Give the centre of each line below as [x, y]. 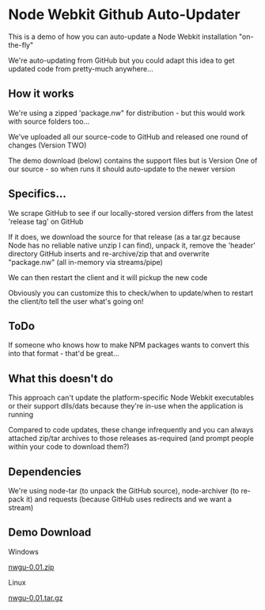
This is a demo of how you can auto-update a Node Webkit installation [123, 36]
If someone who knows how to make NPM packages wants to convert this [129, 345]
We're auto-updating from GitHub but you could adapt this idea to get [121, 60]
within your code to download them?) [69, 447]
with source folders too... [49, 121]
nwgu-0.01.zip [31, 567]
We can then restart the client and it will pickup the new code [108, 277]
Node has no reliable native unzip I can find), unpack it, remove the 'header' [132, 245]
